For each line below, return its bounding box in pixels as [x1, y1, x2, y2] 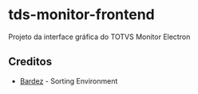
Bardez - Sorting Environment [19, 76, 118, 85]
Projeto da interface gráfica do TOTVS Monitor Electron [8, 32, 191, 41]
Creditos [8, 55, 53, 69]
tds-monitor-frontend [8, 6, 155, 24]
